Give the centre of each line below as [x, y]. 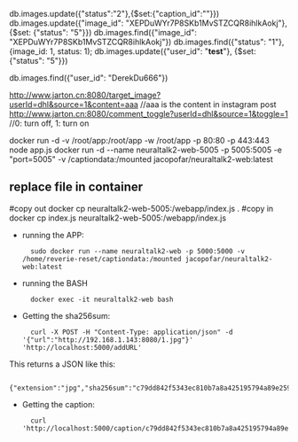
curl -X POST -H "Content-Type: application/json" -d [132, 332]
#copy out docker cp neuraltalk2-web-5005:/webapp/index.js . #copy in [141, 208]
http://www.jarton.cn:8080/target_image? [85, 95]
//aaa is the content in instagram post [208, 105]
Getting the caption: [58, 404]
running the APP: [53, 235]
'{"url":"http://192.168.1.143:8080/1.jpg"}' [107, 340]
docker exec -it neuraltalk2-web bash [102, 299]
